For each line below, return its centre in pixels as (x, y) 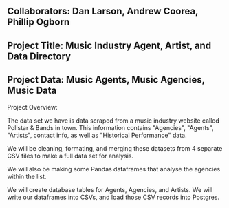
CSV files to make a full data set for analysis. (70, 156)
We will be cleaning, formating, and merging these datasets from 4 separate (115, 148)
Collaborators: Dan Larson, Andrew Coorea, (102, 11)
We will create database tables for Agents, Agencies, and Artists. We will (110, 189)
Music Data (32, 91)
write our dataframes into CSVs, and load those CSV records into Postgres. (113, 197)
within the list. (27, 176)
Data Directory (39, 56)
